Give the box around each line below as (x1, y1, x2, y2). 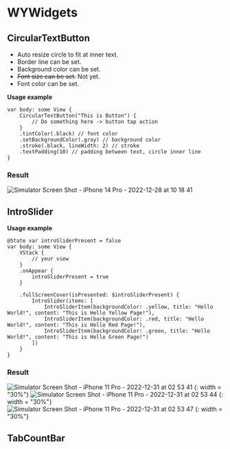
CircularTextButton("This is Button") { (19, 112, 137, 119)
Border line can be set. (16, 58, 82, 66)
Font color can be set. (16, 80, 80, 87)
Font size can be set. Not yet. (16, 72, 100, 80)
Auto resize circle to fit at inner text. (16, 50, 119, 58)
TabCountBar (7, 432, 65, 444)
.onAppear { (19, 267, 54, 274)
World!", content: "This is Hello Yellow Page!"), (7, 309, 155, 317)
